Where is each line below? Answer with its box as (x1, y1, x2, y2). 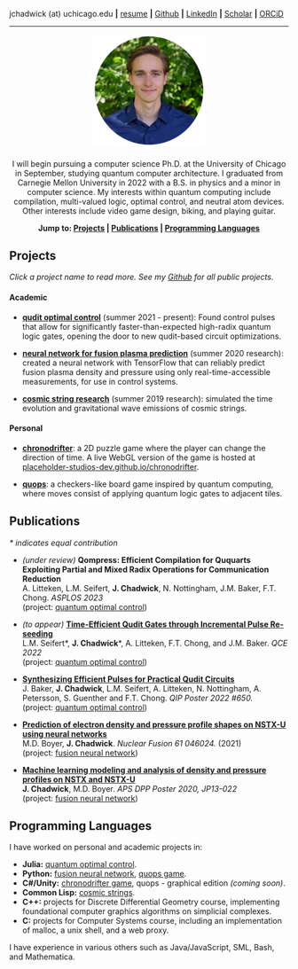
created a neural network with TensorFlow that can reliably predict (21, 357, 265, 368)
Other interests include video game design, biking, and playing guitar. (21, 205, 277, 216)
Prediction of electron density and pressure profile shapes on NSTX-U (21, 719, 286, 730)
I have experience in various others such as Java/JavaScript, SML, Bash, (9, 942, 275, 953)
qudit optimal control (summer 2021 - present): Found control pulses (21, 311, 276, 323)
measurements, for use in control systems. (21, 376, 179, 387)
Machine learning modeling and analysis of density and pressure (21, 764, 267, 775)
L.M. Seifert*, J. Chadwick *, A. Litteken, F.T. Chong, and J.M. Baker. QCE (21, 637, 288, 648)
